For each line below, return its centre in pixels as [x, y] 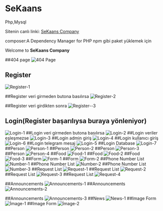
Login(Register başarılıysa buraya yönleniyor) [76, 121]
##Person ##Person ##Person [60, 148]
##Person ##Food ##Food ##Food [72, 153]
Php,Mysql [16, 22]
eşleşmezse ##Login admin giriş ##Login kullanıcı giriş [82, 138]
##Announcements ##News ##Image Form [81, 198]
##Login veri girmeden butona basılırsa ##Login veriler [92, 133]
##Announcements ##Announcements [65, 184]
